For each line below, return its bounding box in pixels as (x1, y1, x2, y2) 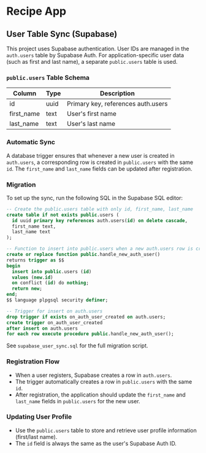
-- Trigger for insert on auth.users (6, 308, 103, 314)
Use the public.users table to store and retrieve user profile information (15, 427, 197, 434)
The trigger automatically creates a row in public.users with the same (15, 377, 193, 385)
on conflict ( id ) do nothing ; (12, 280, 89, 286)
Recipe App (6, 4, 66, 18)
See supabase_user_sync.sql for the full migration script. (6, 342, 148, 349)
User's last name (67, 120, 115, 128)
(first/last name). (15, 433, 58, 440)
